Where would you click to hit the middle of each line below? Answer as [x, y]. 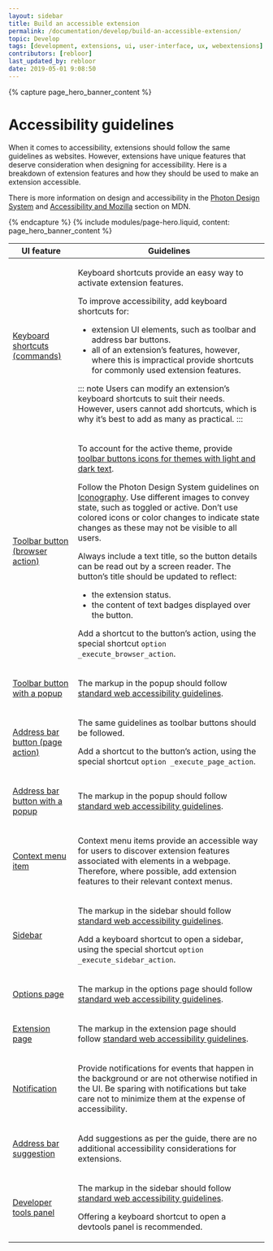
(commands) [37, 356]
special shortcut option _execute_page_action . [167, 761]
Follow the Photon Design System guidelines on [169, 487]
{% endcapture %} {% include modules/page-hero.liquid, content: [119, 222]
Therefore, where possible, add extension [157, 871]
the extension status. [131, 594]
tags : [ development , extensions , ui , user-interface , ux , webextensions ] [136, 46]
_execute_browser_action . [127, 654]
